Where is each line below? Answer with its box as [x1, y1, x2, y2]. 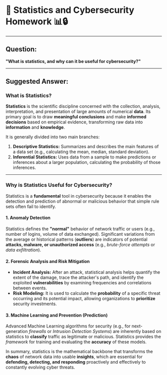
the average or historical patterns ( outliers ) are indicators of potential [5, 236, 148, 242]
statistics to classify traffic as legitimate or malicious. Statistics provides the [5, 334, 162, 340]
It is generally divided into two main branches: [5, 134, 100, 140]
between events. [12, 285, 47, 291]
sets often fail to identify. [5, 203, 56, 210]
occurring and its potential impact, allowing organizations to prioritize [12, 296, 156, 302]
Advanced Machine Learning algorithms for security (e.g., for [5, 323, 131, 329]
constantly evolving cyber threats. [5, 364, 75, 371]
